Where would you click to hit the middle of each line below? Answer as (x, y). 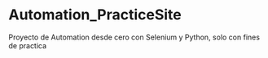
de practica (28, 45)
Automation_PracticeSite (95, 15)
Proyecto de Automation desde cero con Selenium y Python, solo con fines (134, 37)
